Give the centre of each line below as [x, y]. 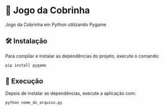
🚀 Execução [24, 81]
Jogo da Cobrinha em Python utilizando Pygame [56, 24]
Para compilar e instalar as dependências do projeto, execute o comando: [83, 56]
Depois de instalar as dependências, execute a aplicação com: [71, 93]
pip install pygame [26, 65]
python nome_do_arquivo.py [34, 103]
